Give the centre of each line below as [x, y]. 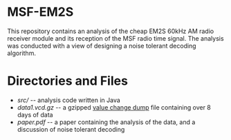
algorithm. [22, 53]
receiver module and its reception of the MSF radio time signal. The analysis [115, 38]
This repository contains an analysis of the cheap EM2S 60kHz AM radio [111, 31]
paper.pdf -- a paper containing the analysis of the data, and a [106, 122]
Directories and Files [67, 81]
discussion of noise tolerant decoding [71, 129]
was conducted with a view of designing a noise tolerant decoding [102, 46]
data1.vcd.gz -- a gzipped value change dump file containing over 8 [114, 107]
